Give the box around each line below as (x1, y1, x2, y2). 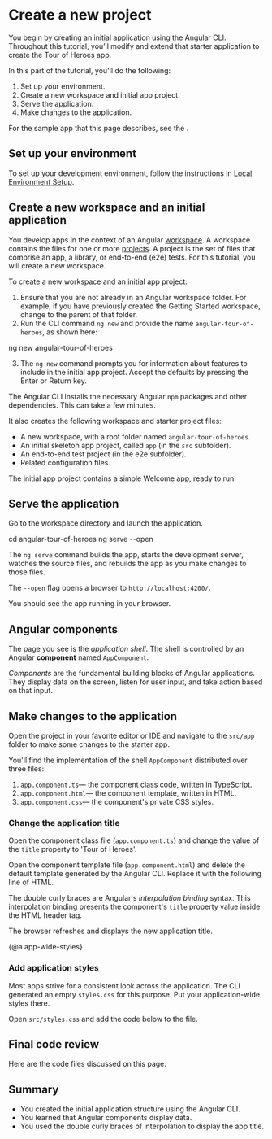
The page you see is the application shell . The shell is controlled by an (8, 644, 244, 654)
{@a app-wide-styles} (8, 942, 83, 952)
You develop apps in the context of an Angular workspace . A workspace (8, 234, 251, 245)
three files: (8, 764, 45, 774)
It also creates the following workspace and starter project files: (8, 416, 222, 425)
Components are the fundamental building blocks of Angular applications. (8, 669, 256, 679)
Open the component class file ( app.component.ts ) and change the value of (8, 836, 260, 845)
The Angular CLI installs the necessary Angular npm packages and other (8, 391, 248, 401)
